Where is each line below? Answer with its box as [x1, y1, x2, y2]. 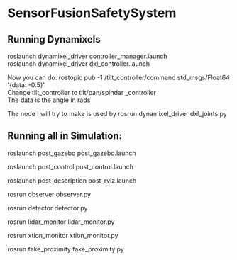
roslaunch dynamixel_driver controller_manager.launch [7, 52, 167, 60]
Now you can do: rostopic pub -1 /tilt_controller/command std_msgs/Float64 [7, 73, 231, 81]
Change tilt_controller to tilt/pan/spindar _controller [7, 89, 157, 96]
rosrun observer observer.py [7, 190, 91, 198]
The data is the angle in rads [7, 96, 91, 104]
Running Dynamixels [7, 33, 101, 45]
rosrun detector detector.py [7, 203, 88, 212]
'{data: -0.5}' [7, 81, 45, 89]
